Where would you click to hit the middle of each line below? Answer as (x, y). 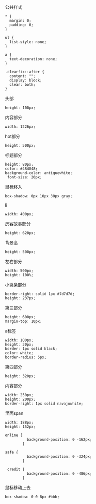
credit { (16, 469)
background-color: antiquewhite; (39, 173)
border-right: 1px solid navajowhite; (44, 404)
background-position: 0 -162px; (59, 440)
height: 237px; (20, 298)
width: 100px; (19, 340)
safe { (12, 452)
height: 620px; (20, 233)
